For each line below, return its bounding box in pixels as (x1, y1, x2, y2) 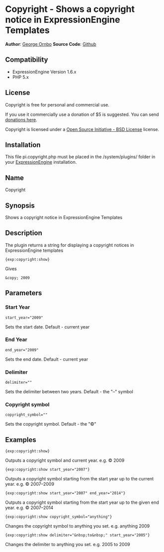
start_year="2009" (5, 315, 43, 320)
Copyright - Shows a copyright (5, 3, 135, 15)
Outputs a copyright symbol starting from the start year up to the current (5, 476, 154, 482)
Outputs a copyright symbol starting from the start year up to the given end (5, 499, 159, 506)
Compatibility (5, 56, 48, 64)
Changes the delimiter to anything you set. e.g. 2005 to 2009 (5, 542, 130, 548)
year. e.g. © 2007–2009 (5, 481, 55, 487)
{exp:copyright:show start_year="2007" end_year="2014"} (5, 491, 126, 496)
